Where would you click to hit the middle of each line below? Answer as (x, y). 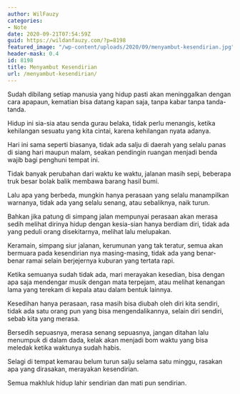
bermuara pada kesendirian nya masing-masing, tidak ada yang (101, 253)
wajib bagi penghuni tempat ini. (54, 160)
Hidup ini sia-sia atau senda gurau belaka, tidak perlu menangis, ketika (111, 123)
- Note (17, 27)
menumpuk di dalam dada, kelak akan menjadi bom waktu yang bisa (108, 340)
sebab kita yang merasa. (44, 318)
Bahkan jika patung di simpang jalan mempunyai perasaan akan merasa (112, 216)
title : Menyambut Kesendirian (52, 67)
